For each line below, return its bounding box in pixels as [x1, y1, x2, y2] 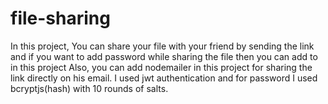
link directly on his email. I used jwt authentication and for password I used [10, 72, 318, 84]
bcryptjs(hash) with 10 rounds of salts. [10, 82, 169, 94]
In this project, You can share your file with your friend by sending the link [10, 40, 315, 52]
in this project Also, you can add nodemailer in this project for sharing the [10, 61, 313, 73]
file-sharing [10, 7, 111, 30]
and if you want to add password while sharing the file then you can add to [10, 50, 318, 62]
